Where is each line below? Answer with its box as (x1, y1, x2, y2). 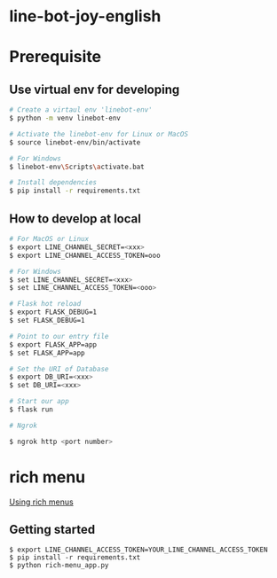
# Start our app (9, 397, 69, 406)
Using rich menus (9, 496, 74, 507)
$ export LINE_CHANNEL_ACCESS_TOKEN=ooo (9, 251, 162, 260)
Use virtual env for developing (9, 82, 180, 97)
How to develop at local (9, 211, 142, 226)
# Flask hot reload (9, 300, 82, 309)
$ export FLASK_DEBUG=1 (9, 308, 98, 316)
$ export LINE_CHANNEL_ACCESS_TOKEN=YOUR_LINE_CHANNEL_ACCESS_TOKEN (9, 545, 268, 555)
